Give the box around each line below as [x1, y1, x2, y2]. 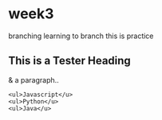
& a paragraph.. [8, 75, 60, 84]
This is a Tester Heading [8, 54, 132, 68]
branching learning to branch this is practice [8, 31, 154, 41]
